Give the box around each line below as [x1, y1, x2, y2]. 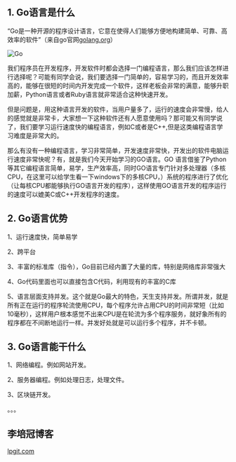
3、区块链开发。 [7, 390, 55, 399]
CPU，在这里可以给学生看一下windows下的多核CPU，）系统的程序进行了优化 [7, 172, 228, 181]
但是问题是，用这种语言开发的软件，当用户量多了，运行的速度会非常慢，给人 [7, 104, 229, 114]
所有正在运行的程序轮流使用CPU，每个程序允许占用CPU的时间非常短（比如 [7, 301, 225, 309]
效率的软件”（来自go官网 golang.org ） [7, 35, 117, 43]
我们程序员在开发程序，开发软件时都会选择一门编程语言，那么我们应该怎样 [7, 64, 223, 72]
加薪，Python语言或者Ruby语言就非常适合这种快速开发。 [7, 90, 172, 98]
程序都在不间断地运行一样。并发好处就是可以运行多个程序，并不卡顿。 [7, 318, 211, 327]
